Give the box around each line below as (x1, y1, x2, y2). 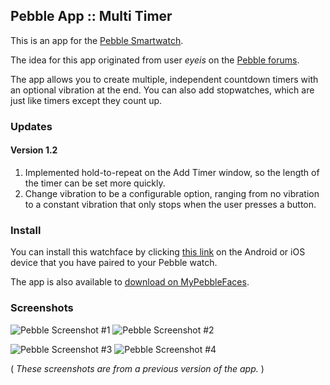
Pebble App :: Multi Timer (10, 8, 173, 25)
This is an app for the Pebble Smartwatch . (10, 34, 184, 46)
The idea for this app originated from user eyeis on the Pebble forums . (10, 54, 300, 66)
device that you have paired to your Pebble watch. (10, 257, 218, 269)
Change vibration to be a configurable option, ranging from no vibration (24, 187, 320, 199)
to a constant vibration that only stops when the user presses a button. (24, 198, 317, 210)
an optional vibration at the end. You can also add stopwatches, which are (10, 84, 315, 96)
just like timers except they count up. (10, 94, 163, 106)
